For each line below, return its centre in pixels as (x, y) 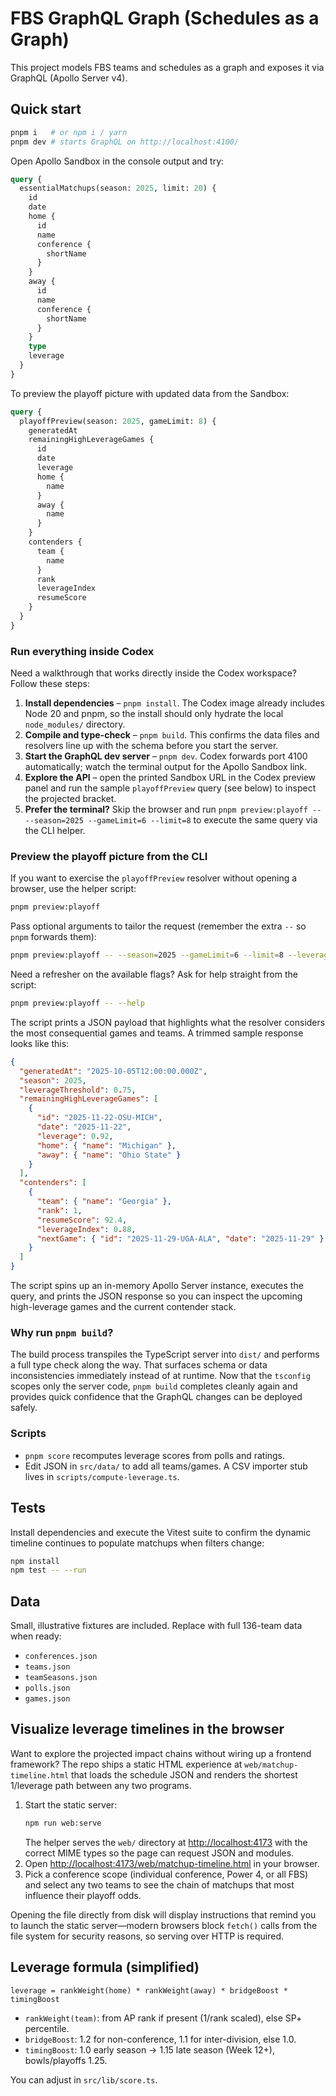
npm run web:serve (63, 1823)
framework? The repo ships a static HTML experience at (126, 1764)
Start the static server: (71, 1804)
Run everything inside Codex (82, 651)
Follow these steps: (50, 684)
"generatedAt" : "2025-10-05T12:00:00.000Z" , (113, 1071)
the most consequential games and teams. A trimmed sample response (157, 1033)
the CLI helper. (55, 831)
